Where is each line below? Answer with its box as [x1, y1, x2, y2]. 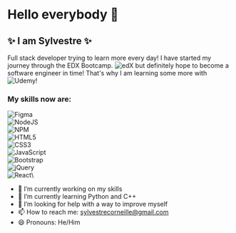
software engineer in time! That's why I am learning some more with [7, 69, 207, 77]
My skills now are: [7, 94, 71, 104]
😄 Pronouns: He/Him [17, 218, 81, 227]
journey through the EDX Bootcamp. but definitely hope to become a [7, 61, 230, 70]
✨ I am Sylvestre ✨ [7, 35, 92, 47]
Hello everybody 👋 [7, 6, 119, 23]
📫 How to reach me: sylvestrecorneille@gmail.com [17, 208, 169, 217]
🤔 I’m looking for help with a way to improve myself [17, 200, 168, 209]
